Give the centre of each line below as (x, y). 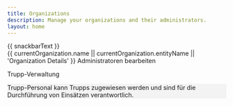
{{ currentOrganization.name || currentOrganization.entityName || (101, 53)
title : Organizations (39, 14)
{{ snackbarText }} (34, 46)
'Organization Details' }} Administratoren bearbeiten (82, 61)
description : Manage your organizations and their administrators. (107, 20)
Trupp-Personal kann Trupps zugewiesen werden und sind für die (102, 88)
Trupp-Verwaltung (33, 74)
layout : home (26, 26)
